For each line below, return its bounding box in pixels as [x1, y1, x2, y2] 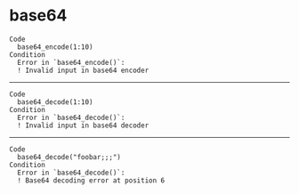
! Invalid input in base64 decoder [17, 121, 149, 130]
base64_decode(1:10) [17, 97, 93, 107]
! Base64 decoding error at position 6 [17, 175, 166, 185]
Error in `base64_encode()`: [17, 58, 125, 67]
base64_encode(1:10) [17, 42, 93, 52]
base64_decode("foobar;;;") [17, 152, 122, 161]
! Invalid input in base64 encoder [17, 66, 149, 75]
